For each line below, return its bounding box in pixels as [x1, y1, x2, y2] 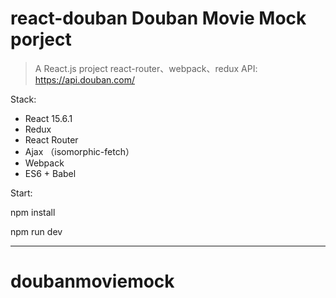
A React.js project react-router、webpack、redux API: [34, 62, 258, 74]
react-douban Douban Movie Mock [10, 7, 307, 30]
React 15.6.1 [24, 112, 73, 124]
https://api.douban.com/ [34, 73, 135, 86]
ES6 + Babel [24, 167, 77, 179]
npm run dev [10, 225, 63, 237]
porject [10, 28, 72, 51]
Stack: [10, 93, 37, 105]
